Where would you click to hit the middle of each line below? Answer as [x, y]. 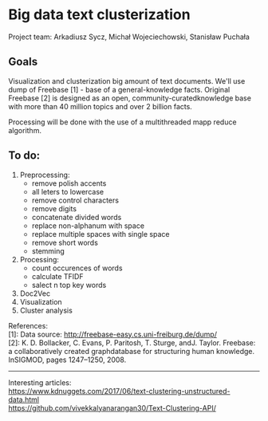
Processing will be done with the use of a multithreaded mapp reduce [122, 122]
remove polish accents [69, 183]
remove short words [65, 242]
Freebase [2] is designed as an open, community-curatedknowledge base [130, 98]
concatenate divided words [77, 217]
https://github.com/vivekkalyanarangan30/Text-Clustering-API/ [112, 407]
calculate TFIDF [57, 276]
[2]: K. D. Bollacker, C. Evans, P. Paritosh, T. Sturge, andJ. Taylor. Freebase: [132, 342]
